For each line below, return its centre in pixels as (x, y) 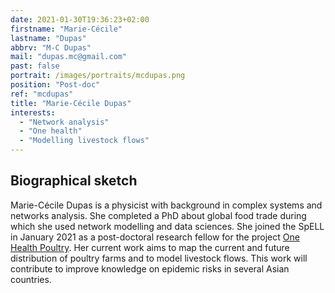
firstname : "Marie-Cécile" (66, 29)
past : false (35, 66)
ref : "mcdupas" (42, 94)
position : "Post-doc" (55, 85)
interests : (33, 112)
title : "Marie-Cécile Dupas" (71, 103)
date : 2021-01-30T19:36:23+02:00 (80, 19)
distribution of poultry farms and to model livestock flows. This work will (159, 258)
